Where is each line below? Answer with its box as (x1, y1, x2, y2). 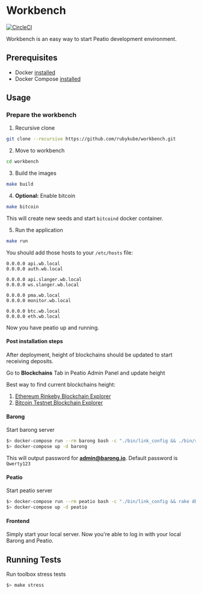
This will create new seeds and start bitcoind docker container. (6, 215, 164, 222)
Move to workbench (14, 147, 65, 154)
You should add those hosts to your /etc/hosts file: (6, 248, 133, 256)
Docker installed (14, 69, 56, 76)
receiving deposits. (6, 358, 54, 365)
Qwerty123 (6, 461, 31, 467)
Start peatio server (6, 487, 53, 494)
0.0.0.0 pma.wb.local (6, 292, 61, 299)
